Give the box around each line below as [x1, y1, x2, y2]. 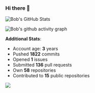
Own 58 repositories [12, 67, 56, 73]
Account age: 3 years [12, 46, 58, 52]
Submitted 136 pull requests [12, 62, 73, 68]
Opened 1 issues [12, 56, 48, 63]
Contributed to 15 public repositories [12, 73, 90, 79]
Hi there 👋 [5, 5, 31, 12]
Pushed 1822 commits [12, 51, 60, 57]
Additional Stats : [5, 36, 42, 42]
